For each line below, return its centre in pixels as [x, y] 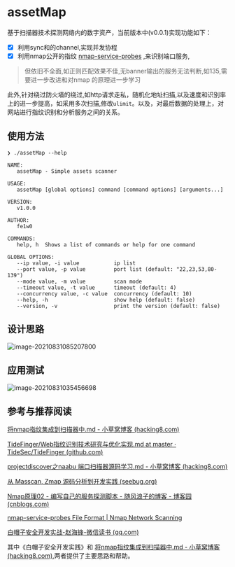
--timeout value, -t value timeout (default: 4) [97, 288]
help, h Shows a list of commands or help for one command [106, 245]
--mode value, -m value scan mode [79, 281]
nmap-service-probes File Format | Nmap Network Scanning [95, 518]
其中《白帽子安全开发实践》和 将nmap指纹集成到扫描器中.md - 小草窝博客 [114, 547]
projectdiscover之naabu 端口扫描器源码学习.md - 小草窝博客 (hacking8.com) [117, 467]
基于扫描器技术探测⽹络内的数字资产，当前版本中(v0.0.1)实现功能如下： [109, 32]
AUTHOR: [19, 220]
